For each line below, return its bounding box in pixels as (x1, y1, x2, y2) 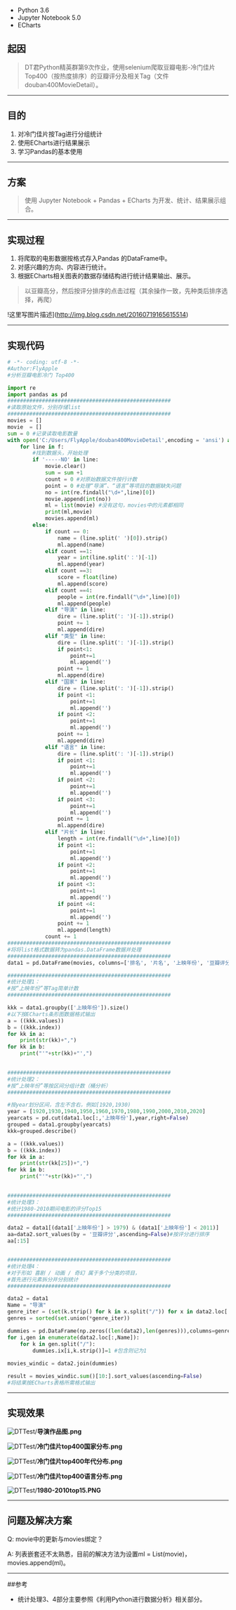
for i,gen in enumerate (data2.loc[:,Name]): (7, 1334, 140, 1341)
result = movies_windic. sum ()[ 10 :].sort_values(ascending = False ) (7, 1373, 202, 1380)
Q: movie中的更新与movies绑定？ (7, 1535, 103, 1543)
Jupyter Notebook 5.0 (17, 13, 81, 22)
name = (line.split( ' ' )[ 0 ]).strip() (57, 534, 169, 542)
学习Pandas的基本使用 (17, 147, 83, 155)
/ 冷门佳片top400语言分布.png (34, 1472, 123, 1480)
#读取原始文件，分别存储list (7, 404, 81, 411)
